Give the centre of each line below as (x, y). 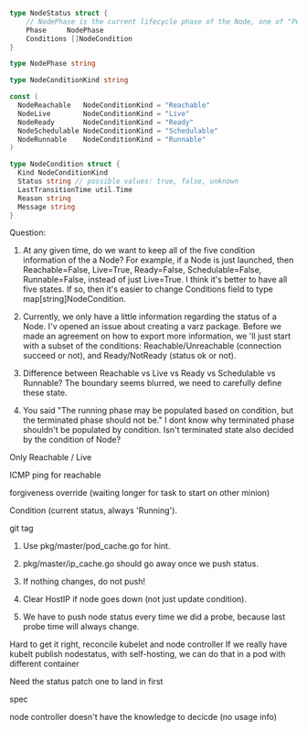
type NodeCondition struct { (65, 165)
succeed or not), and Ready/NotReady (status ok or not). (129, 356)
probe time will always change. (81, 627)
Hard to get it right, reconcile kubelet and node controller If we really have (148, 644)
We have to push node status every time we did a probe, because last (154, 617)
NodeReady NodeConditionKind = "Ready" (106, 122)
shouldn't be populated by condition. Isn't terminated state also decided (158, 430)
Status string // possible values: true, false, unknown (128, 181)
